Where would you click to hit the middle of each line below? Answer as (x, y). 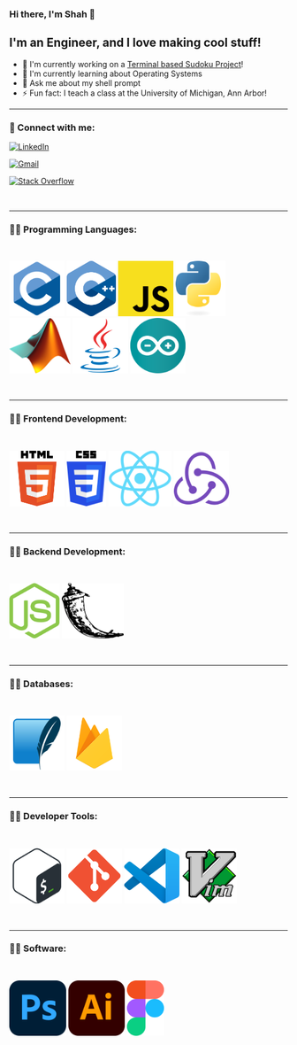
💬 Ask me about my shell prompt (81, 82)
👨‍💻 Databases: (41, 684)
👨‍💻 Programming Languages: (73, 229)
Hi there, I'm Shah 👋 (52, 14)
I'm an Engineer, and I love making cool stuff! (135, 43)
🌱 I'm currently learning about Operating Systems (112, 74)
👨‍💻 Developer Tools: (53, 817)
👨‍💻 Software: (38, 948)
